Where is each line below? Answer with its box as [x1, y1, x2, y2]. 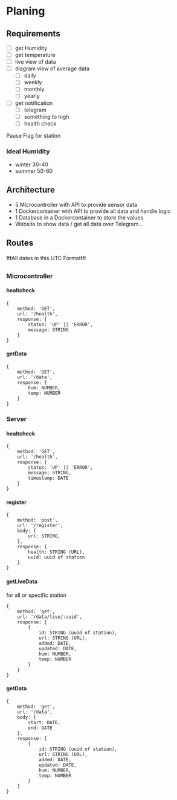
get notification [14, 99, 53, 107]
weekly [24, 79, 42, 86]
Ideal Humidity [6, 147, 50, 155]
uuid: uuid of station [28, 554, 85, 560]
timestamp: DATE [28, 475, 69, 482]
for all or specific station [6, 591, 67, 599]
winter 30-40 [14, 161, 48, 168]
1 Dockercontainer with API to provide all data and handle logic [14, 207, 171, 215]
